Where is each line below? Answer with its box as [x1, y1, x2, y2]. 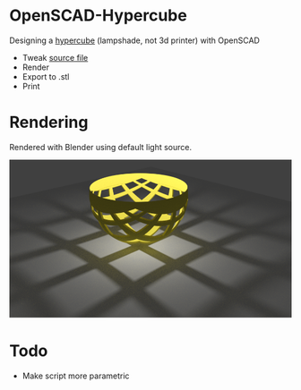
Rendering [9, 113, 89, 132]
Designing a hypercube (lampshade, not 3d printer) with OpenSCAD [9, 35, 260, 46]
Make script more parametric [21, 370, 130, 381]
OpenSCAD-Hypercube [9, 5, 188, 26]
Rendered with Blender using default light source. [9, 141, 193, 152]
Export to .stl [21, 71, 70, 81]
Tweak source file [21, 52, 89, 63]
